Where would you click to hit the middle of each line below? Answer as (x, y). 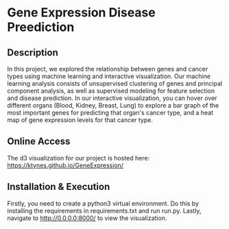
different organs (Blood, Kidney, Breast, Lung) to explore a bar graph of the (113, 105)
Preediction (41, 27)
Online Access (39, 142)
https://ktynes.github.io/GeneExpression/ (65, 165)
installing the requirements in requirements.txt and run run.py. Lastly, (104, 210)
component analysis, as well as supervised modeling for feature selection (111, 91)
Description (33, 52)
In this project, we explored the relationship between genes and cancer (108, 69)
